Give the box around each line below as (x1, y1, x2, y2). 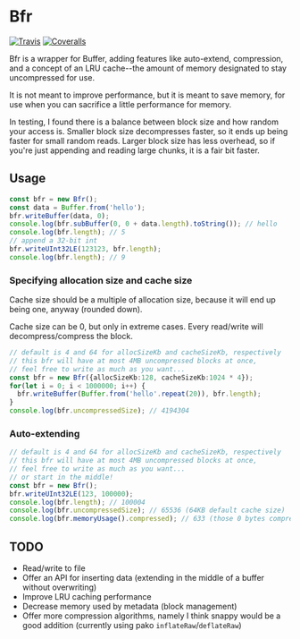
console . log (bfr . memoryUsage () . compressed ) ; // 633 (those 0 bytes (9, 515, 266, 524)
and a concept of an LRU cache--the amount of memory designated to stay (9, 63, 287, 73)
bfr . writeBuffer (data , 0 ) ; (9, 211, 110, 220)
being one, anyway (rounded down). (9, 304, 143, 315)
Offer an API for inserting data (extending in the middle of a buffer (21, 573, 265, 584)
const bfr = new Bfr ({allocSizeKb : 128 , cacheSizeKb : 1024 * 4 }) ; (9, 373, 254, 382)
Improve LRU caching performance (21, 592, 152, 602)
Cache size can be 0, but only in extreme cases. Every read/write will (9, 321, 263, 332)
